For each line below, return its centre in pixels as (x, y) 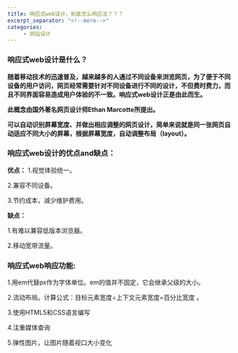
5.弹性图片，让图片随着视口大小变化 (59, 343)
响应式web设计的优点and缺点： (61, 153)
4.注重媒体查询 (29, 327)
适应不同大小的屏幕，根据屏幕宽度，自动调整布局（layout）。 (102, 133)
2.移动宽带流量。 (32, 245)
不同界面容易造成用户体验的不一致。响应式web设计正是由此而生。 (110, 94)
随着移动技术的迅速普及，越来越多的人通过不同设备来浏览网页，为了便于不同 (119, 77)
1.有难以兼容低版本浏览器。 (47, 230)
